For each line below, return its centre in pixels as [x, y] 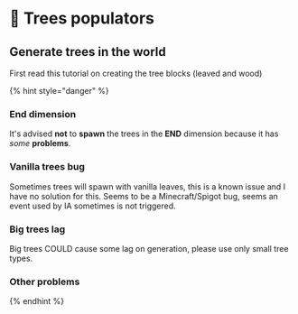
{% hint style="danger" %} [60, 91]
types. [21, 258]
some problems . [40, 143]
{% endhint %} [37, 301]
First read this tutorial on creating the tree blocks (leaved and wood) [136, 73]
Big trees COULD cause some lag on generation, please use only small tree [149, 248]
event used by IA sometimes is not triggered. [93, 206]
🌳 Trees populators [82, 18]
